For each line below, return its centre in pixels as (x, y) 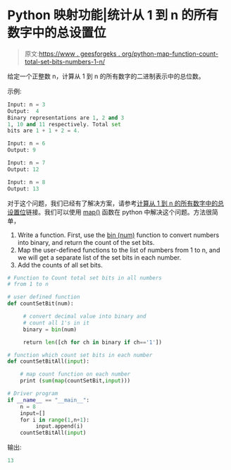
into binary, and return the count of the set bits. (86, 242)
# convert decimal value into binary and (85, 317)
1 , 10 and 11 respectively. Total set (64, 124)
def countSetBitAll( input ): (49, 361)
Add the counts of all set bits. (60, 265)
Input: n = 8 (26, 182)
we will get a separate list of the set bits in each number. (99, 257)
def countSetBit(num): (40, 304)
